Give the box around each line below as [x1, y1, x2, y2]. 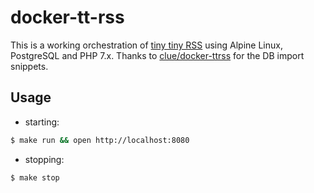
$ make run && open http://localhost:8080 [10, 135, 190, 145]
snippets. [10, 60, 49, 72]
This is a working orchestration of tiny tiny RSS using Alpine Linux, [10, 39, 283, 51]
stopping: [24, 153, 65, 165]
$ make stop [10, 172, 60, 183]
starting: [24, 116, 60, 128]
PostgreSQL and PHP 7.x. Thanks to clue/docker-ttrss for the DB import [10, 49, 305, 61]
